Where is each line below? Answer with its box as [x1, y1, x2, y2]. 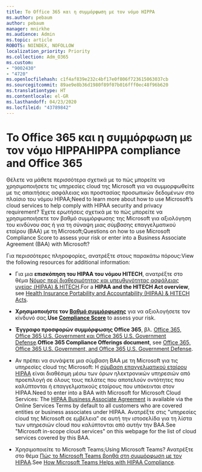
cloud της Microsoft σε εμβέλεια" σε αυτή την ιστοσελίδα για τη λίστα [14, 415, 192, 422]
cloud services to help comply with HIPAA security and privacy [6, 202, 163, 209]
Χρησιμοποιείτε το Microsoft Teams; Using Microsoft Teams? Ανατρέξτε [14, 446, 194, 453]
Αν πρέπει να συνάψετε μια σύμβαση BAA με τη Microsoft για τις [14, 357, 178, 364]
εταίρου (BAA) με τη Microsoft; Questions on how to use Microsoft [6, 228, 171, 235]
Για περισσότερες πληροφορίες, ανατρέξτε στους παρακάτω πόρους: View [6, 252, 194, 260]
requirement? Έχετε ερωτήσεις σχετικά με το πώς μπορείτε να [6, 208, 163, 215]
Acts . [14, 296, 28, 303]
